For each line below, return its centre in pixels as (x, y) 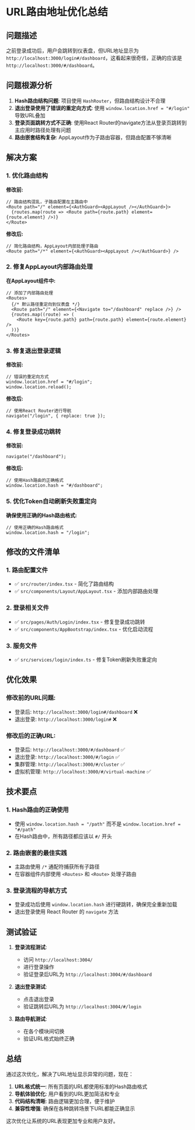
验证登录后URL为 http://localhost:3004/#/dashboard (88, 974)
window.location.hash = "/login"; (48, 533)
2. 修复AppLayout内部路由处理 (50, 267)
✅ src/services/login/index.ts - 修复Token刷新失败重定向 (86, 659)
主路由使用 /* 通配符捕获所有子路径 (57, 867)
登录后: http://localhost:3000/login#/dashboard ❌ (76, 711)
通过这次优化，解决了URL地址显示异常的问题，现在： (70, 1074)
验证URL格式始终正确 (49, 1039)
